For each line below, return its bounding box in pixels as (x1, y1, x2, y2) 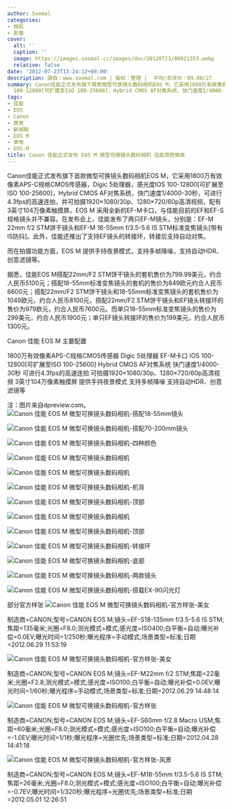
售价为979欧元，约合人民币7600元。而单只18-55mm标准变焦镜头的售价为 (7, 304, 217, 313)
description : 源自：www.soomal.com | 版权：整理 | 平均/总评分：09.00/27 (7, 74, 213, 82)
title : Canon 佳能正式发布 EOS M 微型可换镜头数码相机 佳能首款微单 (7, 152, 185, 159)
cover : (7, 36, 26, 43)
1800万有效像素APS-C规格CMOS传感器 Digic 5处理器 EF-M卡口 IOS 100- (7, 351, 215, 360)
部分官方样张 (7, 600, 43, 609)
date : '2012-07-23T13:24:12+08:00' (7, 68, 110, 75)
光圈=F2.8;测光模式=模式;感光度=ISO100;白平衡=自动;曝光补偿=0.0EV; (14, 678, 215, 686)
